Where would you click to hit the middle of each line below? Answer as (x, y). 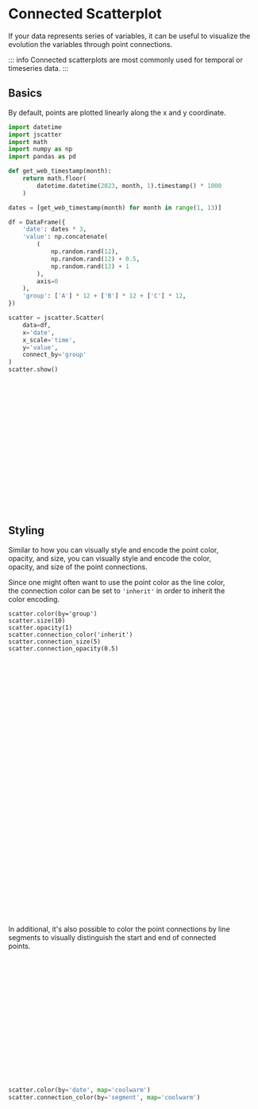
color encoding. (34, 599)
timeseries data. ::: (39, 68)
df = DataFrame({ (37, 222)
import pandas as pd (42, 157)
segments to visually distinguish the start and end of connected (112, 937)
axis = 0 (48, 281)
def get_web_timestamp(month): (60, 171)
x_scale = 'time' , (50, 340)
